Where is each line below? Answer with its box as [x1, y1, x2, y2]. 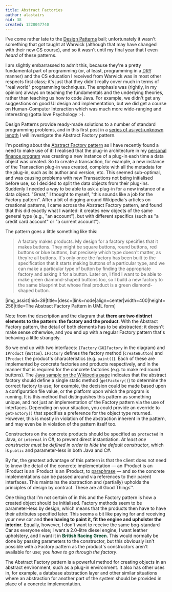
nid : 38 [5, 17, 22, 22]
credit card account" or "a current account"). [5, 219, 100, 225]
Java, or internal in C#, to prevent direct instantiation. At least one [5, 436, 147, 443]
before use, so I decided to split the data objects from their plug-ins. [5, 180, 149, 186]
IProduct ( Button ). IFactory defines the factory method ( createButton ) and [5, 350, 163, 356]
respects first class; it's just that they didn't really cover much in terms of [5, 79, 159, 85]
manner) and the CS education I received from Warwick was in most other [5, 73, 162, 80]
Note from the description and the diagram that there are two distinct [5, 313, 153, 319]
